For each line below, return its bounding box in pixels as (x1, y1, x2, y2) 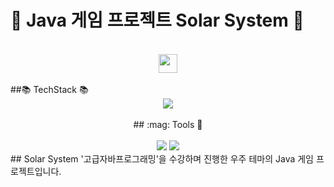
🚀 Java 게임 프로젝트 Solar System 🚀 (10, 9, 305, 32)
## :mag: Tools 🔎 (133, 118, 203, 130)
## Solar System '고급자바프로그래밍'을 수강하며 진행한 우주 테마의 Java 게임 (10, 152, 315, 165)
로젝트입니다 (10, 165, 60, 177)
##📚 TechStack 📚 (10, 83, 89, 95)
